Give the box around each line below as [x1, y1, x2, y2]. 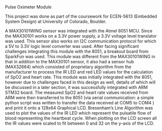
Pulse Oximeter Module [5, 4, 52, 10]
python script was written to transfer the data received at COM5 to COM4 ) [5, 100, 155, 105]
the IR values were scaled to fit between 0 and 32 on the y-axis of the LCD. [5, 120, 155, 126]
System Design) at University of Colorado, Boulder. [5, 19, 107, 24]
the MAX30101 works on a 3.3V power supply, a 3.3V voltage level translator [5, 33, 157, 39]
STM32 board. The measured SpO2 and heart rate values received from [5, 89, 148, 95]
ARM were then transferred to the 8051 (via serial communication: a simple [5, 95, 154, 101]
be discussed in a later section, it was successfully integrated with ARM [5, 85, 148, 90]
